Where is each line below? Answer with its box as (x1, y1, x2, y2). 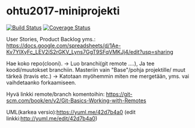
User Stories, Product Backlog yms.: (6, 35, 96, 42)
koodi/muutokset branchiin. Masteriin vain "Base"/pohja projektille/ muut (6, 66, 186, 73)
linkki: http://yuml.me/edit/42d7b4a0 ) (6, 115, 98, 122)
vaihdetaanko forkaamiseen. (6, 79, 77, 86)
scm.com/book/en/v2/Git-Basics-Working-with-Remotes (6, 97, 147, 104)
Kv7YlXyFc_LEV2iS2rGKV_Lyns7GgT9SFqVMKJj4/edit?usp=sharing (6, 48, 174, 55)
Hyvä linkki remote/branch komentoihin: (6, 90, 105, 97)
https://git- (106, 90, 133, 97)
